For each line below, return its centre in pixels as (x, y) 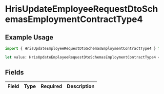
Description (81, 86)
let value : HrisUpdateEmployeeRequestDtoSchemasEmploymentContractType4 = (83, 57)
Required (51, 86)
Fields (15, 72)
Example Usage (29, 37)
